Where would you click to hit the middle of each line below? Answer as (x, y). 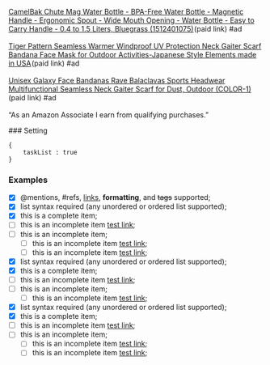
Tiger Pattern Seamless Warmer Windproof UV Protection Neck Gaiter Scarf (135, 46)
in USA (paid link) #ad (44, 63)
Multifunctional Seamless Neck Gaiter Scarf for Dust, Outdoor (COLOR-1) (130, 89)
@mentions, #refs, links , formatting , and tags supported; (115, 197)
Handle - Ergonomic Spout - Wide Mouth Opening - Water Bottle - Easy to (131, 20)
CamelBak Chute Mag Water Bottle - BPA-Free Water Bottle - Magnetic (126, 12)
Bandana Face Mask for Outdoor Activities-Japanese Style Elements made (133, 55)
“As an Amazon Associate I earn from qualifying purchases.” (108, 115)
